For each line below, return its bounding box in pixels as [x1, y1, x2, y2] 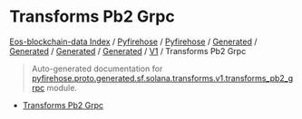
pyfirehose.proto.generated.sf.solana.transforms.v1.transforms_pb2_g [31, 72, 294, 83]
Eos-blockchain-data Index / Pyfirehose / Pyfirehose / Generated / [9, 36, 258, 47]
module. [46, 82, 77, 93]
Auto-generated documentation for [31, 63, 163, 74]
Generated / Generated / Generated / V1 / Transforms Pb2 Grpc [9, 45, 247, 56]
